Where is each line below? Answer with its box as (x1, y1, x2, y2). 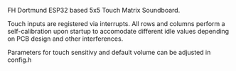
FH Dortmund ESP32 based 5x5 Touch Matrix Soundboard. (7, 6, 181, 14)
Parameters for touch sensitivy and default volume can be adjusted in (7, 49, 211, 56)
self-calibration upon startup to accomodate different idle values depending (7, 27, 230, 35)
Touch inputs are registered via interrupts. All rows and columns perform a (7, 20, 225, 27)
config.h (7, 56, 32, 64)
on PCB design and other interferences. (7, 34, 124, 43)
